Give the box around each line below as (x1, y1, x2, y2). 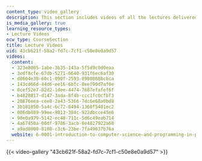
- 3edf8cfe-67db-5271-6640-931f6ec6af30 (11, 70, 114, 76)
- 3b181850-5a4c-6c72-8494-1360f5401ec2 (11, 103, 114, 110)
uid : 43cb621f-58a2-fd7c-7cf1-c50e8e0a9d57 (6, 48, 117, 54)
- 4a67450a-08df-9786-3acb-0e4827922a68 (11, 121, 114, 127)
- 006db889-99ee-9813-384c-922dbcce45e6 (11, 109, 114, 115)
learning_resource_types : (6, 25, 71, 32)
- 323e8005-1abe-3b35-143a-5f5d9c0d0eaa (11, 64, 114, 71)
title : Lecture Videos (6, 43, 63, 49)
